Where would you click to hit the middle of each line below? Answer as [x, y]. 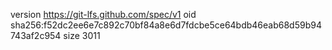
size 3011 [82, 35]
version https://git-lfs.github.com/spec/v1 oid [103, 14]
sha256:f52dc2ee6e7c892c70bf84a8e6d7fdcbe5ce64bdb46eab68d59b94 [166, 25]
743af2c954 [36, 35]
